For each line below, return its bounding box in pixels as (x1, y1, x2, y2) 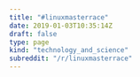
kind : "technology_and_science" (9, 46, 128, 55)
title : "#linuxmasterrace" (9, 12, 109, 22)
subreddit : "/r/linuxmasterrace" (9, 54, 133, 63)
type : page (9, 37, 50, 47)
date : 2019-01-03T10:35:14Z (9, 21, 113, 30)
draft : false (9, 29, 58, 38)
